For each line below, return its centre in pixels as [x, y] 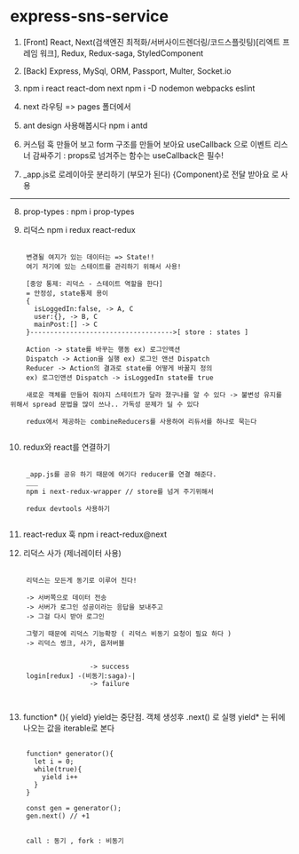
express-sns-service [90, 16]
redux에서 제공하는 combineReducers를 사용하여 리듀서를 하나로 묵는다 [142, 421]
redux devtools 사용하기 [68, 508]
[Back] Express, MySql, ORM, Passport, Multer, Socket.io [127, 71]
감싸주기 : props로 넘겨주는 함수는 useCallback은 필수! [128, 155]
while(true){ [58, 769]
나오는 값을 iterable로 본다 [68, 728]
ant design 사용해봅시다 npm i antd [85, 125]
